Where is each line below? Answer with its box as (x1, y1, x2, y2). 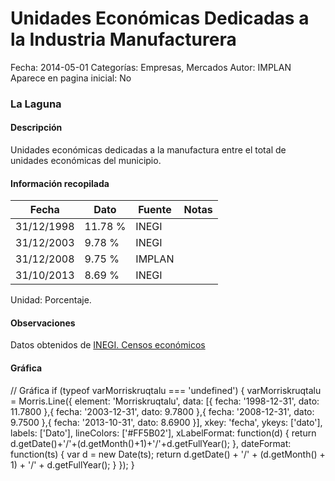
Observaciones (10, 317, 76, 329)
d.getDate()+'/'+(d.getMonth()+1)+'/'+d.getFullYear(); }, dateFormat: (10, 437, 292, 449)
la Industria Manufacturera (10, 28, 237, 51)
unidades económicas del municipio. (10, 155, 162, 167)
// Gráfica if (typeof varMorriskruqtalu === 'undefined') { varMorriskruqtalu (10, 384, 322, 396)
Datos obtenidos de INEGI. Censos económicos (10, 339, 206, 351)
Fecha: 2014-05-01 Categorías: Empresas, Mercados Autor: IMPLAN (10, 61, 292, 73)
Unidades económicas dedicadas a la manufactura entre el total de (10, 144, 287, 156)
